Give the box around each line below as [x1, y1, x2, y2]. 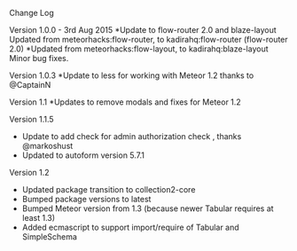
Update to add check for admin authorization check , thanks [21, 131, 242, 141]
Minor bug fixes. [9, 53, 69, 63]
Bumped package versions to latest [21, 194, 152, 204]
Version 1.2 [9, 168, 51, 177]
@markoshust [21, 141, 74, 151]
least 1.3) [21, 213, 56, 223]
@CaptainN [9, 80, 51, 90]
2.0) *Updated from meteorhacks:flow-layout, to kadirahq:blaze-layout [9, 43, 269, 54]
